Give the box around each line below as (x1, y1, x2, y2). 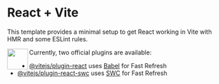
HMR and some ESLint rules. (7, 34, 88, 43)
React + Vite (7, 5, 79, 21)
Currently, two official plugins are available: (29, 48, 152, 56)
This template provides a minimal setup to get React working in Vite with (7, 28, 212, 36)
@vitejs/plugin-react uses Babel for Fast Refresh (29, 61, 167, 70)
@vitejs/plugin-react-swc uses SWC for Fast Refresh (17, 69, 167, 77)
